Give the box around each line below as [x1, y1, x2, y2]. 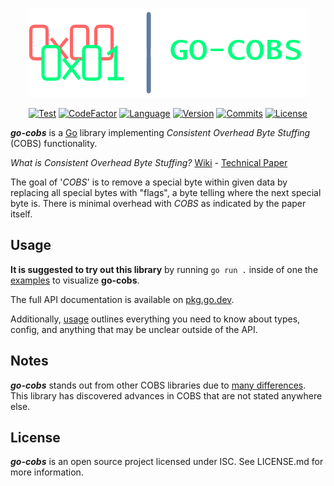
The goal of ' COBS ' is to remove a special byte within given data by [10, 176, 288, 188]
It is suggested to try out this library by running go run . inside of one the [10, 263, 319, 275]
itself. [10, 208, 33, 220]
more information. [10, 466, 84, 478]
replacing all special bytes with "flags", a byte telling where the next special [10, 187, 322, 198]
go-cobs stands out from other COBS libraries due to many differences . [10, 379, 307, 391]
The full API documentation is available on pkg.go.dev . [10, 293, 235, 305]
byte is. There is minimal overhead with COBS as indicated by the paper [10, 198, 307, 209]
